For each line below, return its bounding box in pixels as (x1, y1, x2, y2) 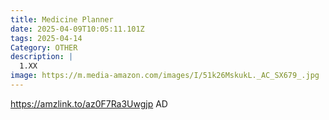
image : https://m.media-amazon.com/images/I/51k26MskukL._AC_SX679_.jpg (10, 71, 320, 81)
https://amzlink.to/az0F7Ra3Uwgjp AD (10, 97, 168, 110)
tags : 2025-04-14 (10, 33, 83, 43)
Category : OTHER (10, 42, 78, 53)
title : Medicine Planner (10, 14, 114, 25)
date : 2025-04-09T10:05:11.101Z (10, 24, 145, 34)
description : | (10, 52, 74, 62)
